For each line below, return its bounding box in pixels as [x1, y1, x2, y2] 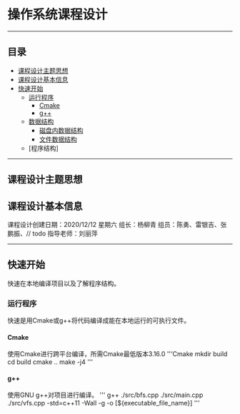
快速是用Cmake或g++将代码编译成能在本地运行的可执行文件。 [7, 316, 191, 325]
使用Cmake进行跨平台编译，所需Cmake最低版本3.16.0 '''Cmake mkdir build [7, 350, 228, 358]
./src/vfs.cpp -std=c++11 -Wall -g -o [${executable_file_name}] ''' [7, 399, 200, 408]
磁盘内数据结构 [39, 126, 84, 134]
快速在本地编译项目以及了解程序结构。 [7, 279, 120, 288]
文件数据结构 [39, 135, 77, 143]
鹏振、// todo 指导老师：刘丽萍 [7, 229, 98, 238]
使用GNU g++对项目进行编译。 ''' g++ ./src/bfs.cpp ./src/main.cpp [7, 390, 204, 400]
